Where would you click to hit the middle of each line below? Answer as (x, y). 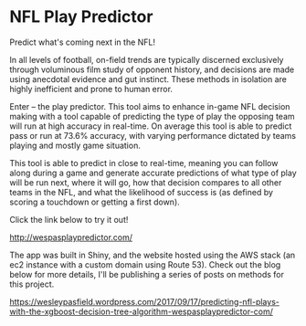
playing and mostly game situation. (75, 145)
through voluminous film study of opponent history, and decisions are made (152, 69)
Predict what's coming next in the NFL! (83, 42)
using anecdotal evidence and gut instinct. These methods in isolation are (148, 79)
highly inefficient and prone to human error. (91, 89)
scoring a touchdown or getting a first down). (95, 202)
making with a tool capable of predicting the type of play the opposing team (152, 116)
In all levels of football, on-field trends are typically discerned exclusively (147, 59)
